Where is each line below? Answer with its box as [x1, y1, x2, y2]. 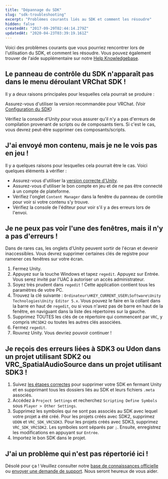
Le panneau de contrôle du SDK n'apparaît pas [5, 70, 154, 78]
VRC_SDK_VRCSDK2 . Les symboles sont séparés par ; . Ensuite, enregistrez [12, 424, 161, 430]
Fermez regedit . [12, 325, 47, 331]
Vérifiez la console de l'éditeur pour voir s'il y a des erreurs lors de [12, 204, 151, 210]
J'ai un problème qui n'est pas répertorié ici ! [5, 449, 148, 458]
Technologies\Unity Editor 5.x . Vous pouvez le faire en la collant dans [12, 298, 161, 304]
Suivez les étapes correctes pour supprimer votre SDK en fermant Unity [12, 381, 162, 387]
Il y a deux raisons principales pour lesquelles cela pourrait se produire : [5, 91, 155, 97]
